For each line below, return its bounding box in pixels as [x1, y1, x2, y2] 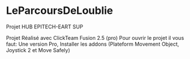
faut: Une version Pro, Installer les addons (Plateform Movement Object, [6, 40, 179, 47]
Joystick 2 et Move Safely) [6, 46, 70, 53]
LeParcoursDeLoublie [6, 4, 113, 17]
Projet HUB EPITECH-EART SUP [6, 23, 84, 30]
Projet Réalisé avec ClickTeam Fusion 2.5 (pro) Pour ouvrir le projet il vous [6, 34, 184, 41]
